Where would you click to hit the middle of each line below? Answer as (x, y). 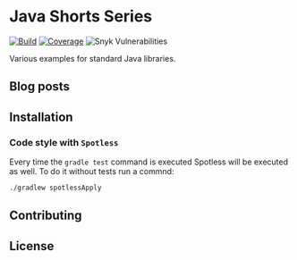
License (32, 246)
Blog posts (39, 87)
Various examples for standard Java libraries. (93, 58)
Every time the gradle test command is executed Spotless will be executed (149, 162)
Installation (41, 117)
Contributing (46, 216)
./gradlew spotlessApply (55, 188)
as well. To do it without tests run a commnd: (92, 172)
